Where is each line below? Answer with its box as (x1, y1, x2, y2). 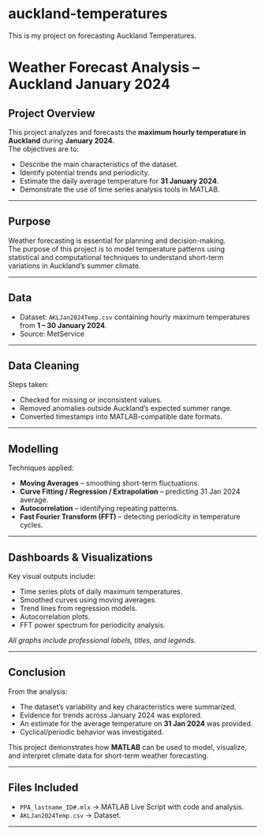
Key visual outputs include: (8, 572, 96, 580)
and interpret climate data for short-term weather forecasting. (8, 751, 209, 760)
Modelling (8, 442, 59, 456)
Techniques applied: (8, 463, 74, 473)
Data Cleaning (8, 359, 80, 372)
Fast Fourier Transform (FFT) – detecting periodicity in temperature (19, 512, 241, 521)
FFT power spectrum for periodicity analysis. (19, 621, 166, 629)
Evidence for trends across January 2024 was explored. (19, 710, 203, 720)
